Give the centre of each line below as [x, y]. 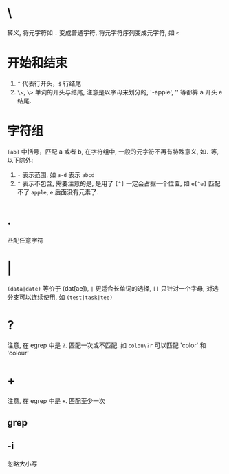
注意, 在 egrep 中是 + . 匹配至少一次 [56, 400]
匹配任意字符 [25, 240]
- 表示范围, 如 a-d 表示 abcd [56, 174]
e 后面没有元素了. [74, 192]
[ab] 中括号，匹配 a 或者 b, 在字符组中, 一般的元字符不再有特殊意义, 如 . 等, [113, 151]
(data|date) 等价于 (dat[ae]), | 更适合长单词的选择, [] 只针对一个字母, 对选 [113, 288]
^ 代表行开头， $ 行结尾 [49, 83]
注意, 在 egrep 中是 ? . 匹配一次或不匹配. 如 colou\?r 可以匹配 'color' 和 [107, 345]
